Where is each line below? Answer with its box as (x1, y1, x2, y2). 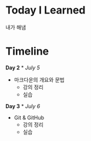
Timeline (5, 45, 49, 58)
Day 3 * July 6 (5, 102, 41, 109)
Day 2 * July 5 (5, 64, 41, 71)
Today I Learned (5, 4, 86, 17)
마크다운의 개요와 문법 (14, 76, 65, 83)
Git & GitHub (14, 114, 45, 121)
